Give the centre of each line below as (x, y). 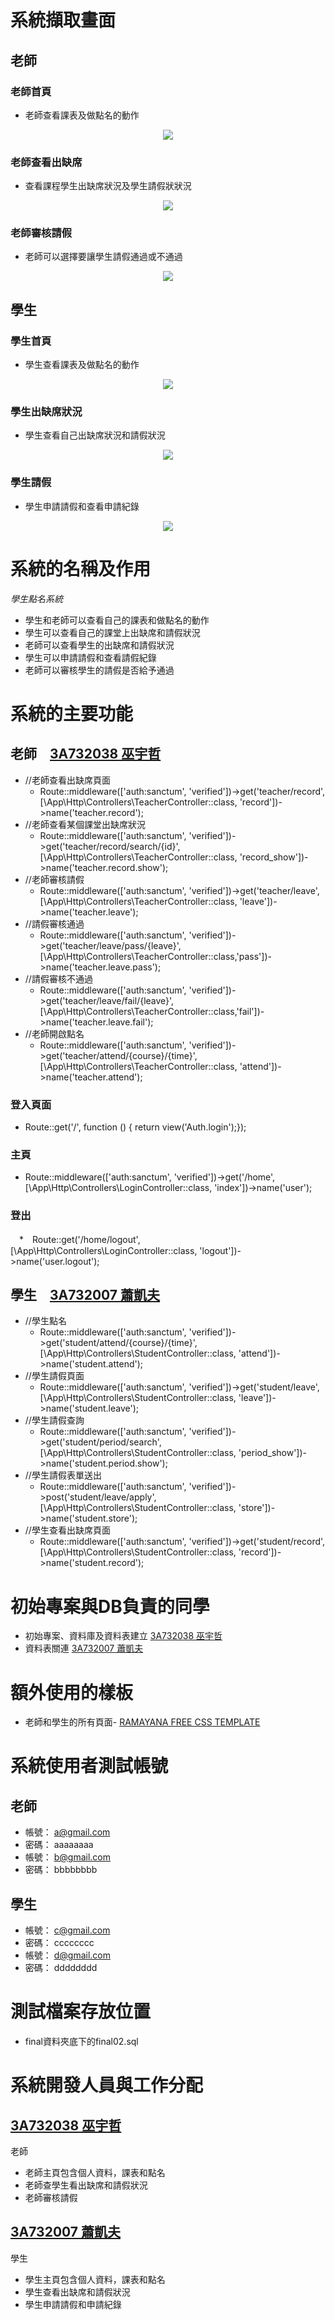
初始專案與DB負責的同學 (110, 1606)
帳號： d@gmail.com (68, 1955)
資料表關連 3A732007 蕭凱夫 (84, 1648)
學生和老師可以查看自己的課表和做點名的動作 (117, 620)
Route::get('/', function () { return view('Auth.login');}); (135, 1127)
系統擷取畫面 (63, 20)
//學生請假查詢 (54, 1420)
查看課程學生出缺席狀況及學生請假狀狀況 (108, 186)
